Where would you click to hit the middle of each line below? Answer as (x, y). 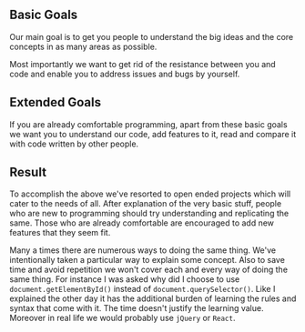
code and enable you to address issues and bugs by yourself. (125, 74)
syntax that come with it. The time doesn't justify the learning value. (137, 308)
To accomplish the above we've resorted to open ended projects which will (150, 194)
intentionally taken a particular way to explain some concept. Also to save (147, 260)
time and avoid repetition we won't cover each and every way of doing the (149, 270)
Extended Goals (56, 102)
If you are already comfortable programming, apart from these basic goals (149, 124)
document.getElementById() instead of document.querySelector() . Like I (142, 289)
